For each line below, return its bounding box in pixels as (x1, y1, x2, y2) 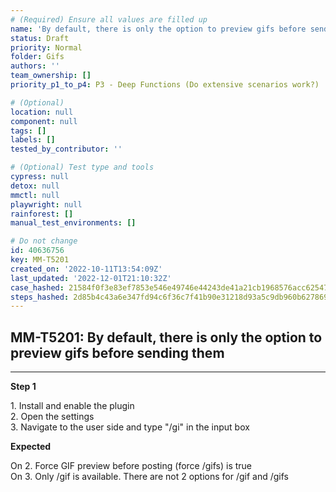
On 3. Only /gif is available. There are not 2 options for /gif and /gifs (10, 471, 290, 483)
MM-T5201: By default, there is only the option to (10, 329, 323, 346)
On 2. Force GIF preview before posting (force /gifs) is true (10, 460, 253, 472)
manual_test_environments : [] (10, 218, 137, 228)
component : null (10, 116, 78, 126)
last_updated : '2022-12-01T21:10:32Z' (10, 273, 172, 283)
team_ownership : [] (10, 71, 92, 81)
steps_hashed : (10, 292, 70, 302)
